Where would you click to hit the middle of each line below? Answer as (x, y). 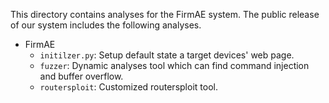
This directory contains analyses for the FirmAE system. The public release (165, 14)
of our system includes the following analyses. (106, 25)
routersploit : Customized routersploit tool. (128, 87)
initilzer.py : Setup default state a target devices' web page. (167, 55)
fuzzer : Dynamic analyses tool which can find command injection (174, 65)
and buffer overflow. (81, 76)
